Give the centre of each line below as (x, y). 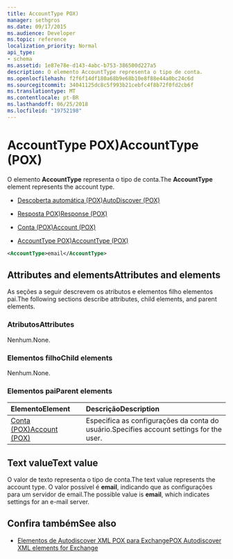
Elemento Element (41, 409)
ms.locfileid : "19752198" (44, 111)
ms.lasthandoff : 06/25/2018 (48, 104)
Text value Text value (53, 463)
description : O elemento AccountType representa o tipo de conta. (105, 72)
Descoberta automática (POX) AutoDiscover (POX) (89, 200)
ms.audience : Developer (42, 33)
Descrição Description (122, 409)
